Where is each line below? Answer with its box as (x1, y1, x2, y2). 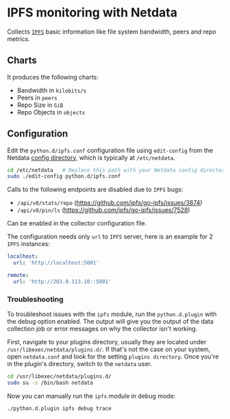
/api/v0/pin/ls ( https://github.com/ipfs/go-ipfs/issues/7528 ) (16, 206, 190, 214)
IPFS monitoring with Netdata (7, 5, 178, 21)
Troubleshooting (7, 294, 64, 304)
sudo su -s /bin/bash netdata (7, 379, 94, 386)
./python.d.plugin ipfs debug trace (7, 405, 112, 412)
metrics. (7, 34, 31, 43)
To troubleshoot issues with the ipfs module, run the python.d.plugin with (7, 310, 217, 318)
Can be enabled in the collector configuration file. (7, 219, 147, 228)
